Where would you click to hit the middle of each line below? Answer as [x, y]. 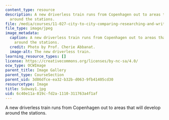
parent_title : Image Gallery [36, 70]
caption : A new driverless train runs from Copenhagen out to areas [83, 38]
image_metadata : [22, 33]
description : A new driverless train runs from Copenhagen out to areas [83, 14]
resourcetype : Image [27, 84]
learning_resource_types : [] [36, 56]
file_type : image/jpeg [29, 28]
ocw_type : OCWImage [26, 65]
